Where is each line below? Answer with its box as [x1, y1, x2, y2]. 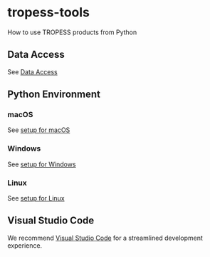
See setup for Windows [7, 160, 76, 168]
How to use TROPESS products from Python [7, 28, 137, 36]
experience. [7, 241, 43, 250]
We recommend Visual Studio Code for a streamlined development [7, 233, 203, 242]
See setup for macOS [7, 126, 70, 134]
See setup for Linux [7, 194, 65, 203]
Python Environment [7, 89, 101, 101]
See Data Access [7, 67, 58, 76]
